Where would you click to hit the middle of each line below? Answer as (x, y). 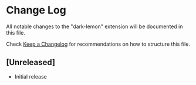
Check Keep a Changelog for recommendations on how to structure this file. (98, 44)
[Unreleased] (31, 62)
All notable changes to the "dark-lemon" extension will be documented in (94, 26)
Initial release (31, 76)
